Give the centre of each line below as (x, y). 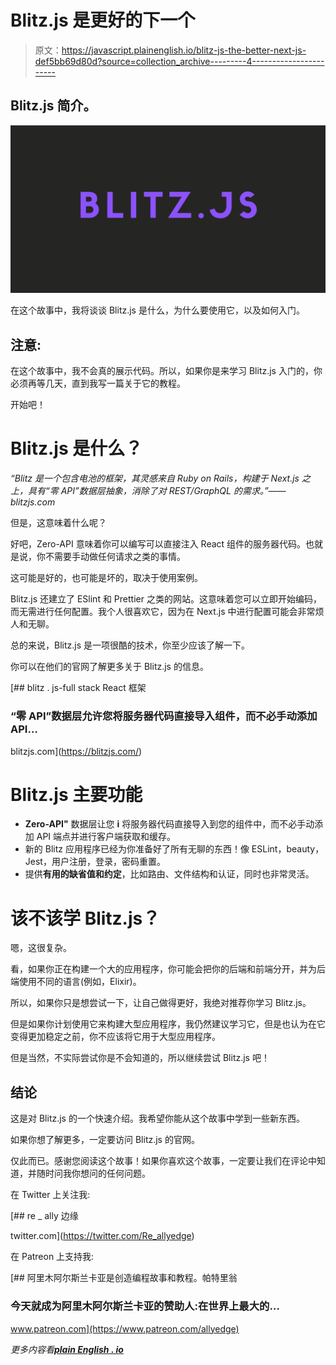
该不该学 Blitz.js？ (85, 918)
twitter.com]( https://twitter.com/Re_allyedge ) (102, 1236)
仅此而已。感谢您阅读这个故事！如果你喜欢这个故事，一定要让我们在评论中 (163, 1161)
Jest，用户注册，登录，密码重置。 (95, 862)
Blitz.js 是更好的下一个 (103, 20)
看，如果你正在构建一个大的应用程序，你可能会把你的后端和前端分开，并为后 (168, 969)
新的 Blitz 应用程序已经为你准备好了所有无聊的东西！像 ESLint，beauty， (174, 849)
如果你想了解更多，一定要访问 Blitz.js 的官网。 (105, 1140)
